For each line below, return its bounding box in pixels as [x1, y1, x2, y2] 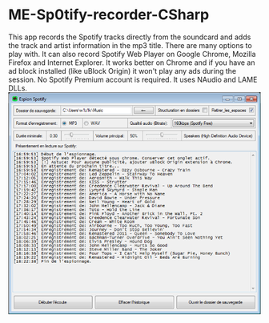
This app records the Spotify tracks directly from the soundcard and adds [8, 32, 251, 42]
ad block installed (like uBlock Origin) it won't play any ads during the [8, 66, 237, 75]
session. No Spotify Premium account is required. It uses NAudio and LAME [8, 75, 258, 84]
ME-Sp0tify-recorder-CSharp [8, 6, 210, 24]
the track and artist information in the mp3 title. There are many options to [8, 40, 252, 50]
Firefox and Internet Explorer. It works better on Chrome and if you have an [8, 58, 255, 67]
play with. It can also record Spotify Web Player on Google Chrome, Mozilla [8, 49, 256, 59]
